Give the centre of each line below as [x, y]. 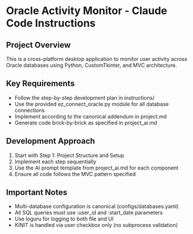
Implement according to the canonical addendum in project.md [91, 116]
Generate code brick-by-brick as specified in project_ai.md [86, 123]
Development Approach [51, 141]
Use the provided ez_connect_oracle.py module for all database [92, 104]
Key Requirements [40, 84]
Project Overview [38, 45]
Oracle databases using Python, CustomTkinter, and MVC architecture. [92, 65]
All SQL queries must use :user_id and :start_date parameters [89, 213]
